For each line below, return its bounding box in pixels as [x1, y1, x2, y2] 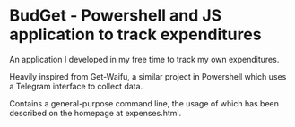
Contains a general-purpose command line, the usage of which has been [9, 97, 280, 108]
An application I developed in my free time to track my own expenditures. [9, 54, 280, 64]
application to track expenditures [9, 24, 262, 45]
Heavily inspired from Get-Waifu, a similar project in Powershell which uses [9, 71, 287, 81]
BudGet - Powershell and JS [9, 5, 222, 26]
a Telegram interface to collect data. [9, 80, 143, 91]
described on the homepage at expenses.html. [9, 107, 182, 118]
